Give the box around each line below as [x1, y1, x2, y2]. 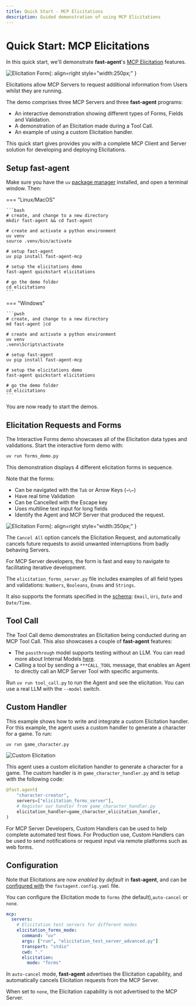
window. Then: [6, 185, 42, 192]
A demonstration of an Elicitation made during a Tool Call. [14, 122, 153, 129]
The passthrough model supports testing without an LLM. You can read [14, 649, 185, 656]
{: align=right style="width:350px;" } [49, 522, 137, 529]
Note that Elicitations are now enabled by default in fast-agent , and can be [6, 876, 187, 883]
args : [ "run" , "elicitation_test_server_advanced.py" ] [21, 938, 159, 944]
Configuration [6, 860, 59, 870]
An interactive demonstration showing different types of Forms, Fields [14, 110, 183, 117]
